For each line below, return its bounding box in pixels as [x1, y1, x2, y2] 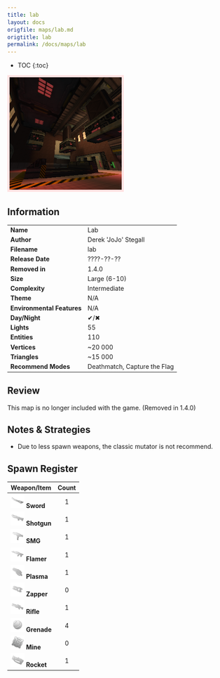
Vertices [10, 343, 36, 351]
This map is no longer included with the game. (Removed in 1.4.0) [7, 403, 196, 412]
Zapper [25, 590, 48, 599]
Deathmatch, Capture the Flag [87, 363, 174, 371]
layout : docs [7, 18, 46, 26]
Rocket [25, 660, 47, 669]
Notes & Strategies [7, 424, 91, 436]
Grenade [25, 625, 52, 634]
